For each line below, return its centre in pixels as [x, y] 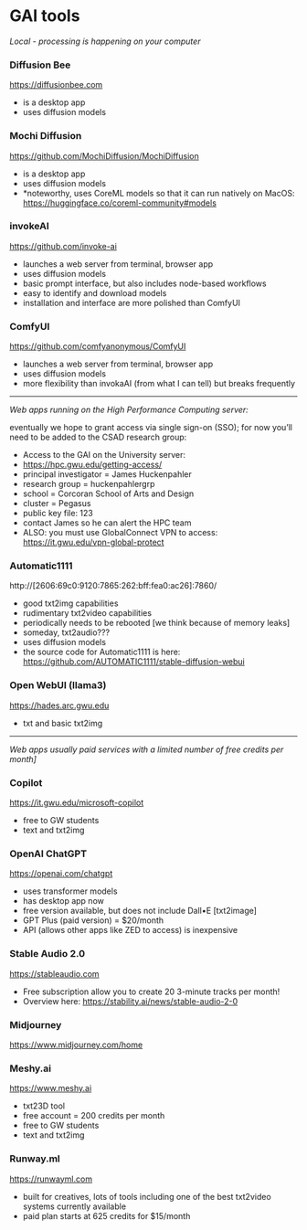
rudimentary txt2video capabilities [87, 613]
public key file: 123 [58, 514]
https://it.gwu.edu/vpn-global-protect [93, 542]
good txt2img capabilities [70, 603]
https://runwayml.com [51, 1179]
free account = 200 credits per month [94, 1116]
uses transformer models [70, 891]
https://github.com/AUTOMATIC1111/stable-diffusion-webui [133, 662]
